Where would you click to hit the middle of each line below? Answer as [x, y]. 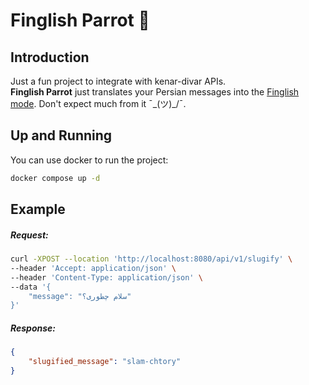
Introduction [50, 57]
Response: [33, 328]
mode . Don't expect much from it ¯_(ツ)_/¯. [98, 103]
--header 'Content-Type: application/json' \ [106, 277]
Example [38, 209]
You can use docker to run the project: [89, 160]
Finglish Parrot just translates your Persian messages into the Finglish [155, 92]
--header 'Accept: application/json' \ [93, 268]
